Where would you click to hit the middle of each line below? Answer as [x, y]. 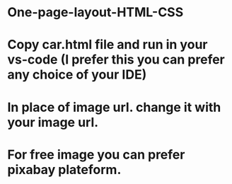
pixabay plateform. [64, 169]
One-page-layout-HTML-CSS [95, 12]
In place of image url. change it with [114, 107]
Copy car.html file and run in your [108, 45]
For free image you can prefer [96, 155]
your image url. [53, 122]
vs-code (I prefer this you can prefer [116, 60]
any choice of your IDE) [77, 75]
